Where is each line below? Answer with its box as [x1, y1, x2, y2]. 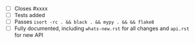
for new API [14, 32, 44, 39]
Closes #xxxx [14, 5, 48, 12]
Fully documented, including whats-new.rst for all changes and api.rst [14, 25, 190, 32]
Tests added [14, 12, 45, 19]
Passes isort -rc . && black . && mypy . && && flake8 [14, 18, 155, 25]
